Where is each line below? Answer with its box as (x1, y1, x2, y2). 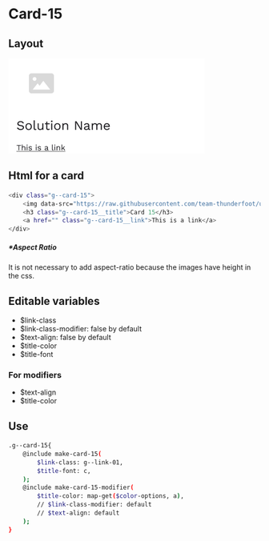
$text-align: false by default (19, 332, 112, 342)
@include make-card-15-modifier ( (22, 483, 134, 492)
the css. (8, 271, 34, 281)
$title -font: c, (37, 467, 91, 475)
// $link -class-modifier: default (37, 501, 152, 509)
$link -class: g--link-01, (37, 458, 124, 467)
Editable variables (8, 294, 100, 308)
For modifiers (8, 369, 62, 380)
